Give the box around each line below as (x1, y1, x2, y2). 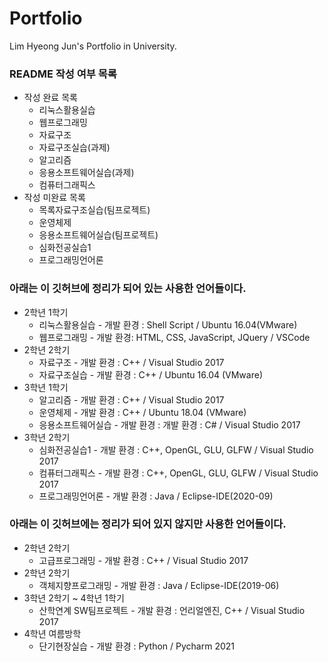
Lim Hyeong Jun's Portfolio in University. (9, 40, 177, 52)
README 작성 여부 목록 (9, 67, 117, 81)
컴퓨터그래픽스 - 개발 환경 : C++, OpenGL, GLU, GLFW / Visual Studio (38, 467, 319, 479)
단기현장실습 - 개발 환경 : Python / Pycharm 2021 (38, 640, 235, 652)
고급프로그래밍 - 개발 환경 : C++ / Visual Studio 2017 (38, 554, 249, 566)
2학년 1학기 (23, 306, 69, 318)
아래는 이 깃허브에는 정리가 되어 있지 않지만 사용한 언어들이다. (9, 517, 287, 531)
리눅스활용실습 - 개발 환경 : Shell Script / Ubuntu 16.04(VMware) (38, 318, 298, 331)
